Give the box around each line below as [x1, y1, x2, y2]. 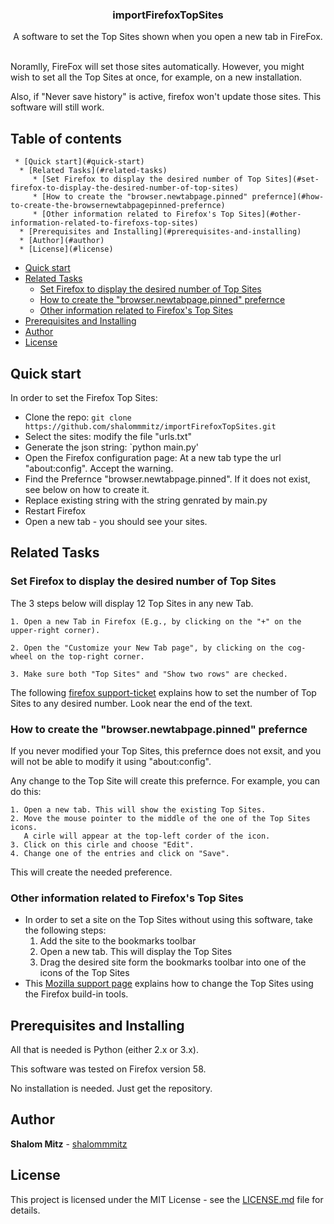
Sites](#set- [265, 174, 320, 185]
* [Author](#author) [19, 236, 105, 246]
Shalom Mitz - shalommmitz [10, 1138, 128, 1150]
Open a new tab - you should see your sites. [24, 515, 208, 527]
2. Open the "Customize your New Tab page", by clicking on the [10, 643, 284, 653]
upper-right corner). [10, 625, 101, 635]
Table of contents [10, 130, 122, 147]
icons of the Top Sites [39, 967, 130, 979]
